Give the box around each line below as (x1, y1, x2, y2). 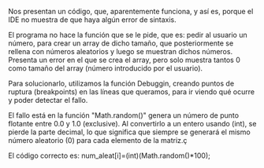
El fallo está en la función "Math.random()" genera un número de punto (8, 111, 239, 120)
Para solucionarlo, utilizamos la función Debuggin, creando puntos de (8, 79, 235, 88)
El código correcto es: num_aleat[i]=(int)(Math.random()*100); (8, 151, 210, 160)
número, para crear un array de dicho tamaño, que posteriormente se (8, 38, 234, 48)
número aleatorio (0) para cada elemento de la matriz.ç (8, 136, 188, 144)
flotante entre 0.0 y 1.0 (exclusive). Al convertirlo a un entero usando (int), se (8, 119, 257, 128)
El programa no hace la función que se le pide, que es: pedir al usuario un (8, 31, 247, 39)
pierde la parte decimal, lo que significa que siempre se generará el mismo (8, 127, 251, 137)
